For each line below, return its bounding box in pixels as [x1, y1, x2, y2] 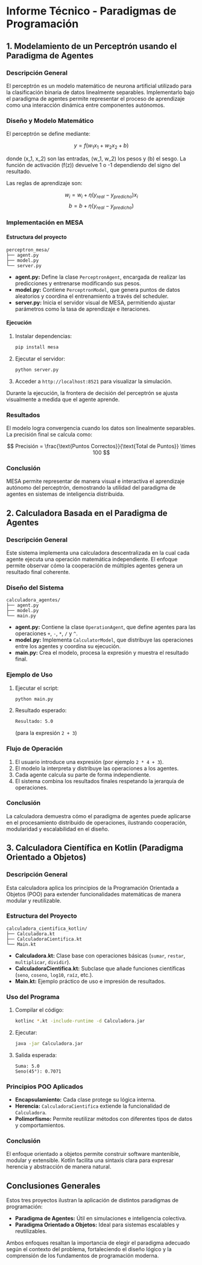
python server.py [14, 367, 59, 373]
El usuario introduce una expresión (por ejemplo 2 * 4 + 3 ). [14, 758, 164, 765]
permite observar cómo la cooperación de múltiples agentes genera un [6, 562, 183, 569]
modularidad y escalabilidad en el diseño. [6, 825, 110, 833]
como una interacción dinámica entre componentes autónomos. [6, 101, 165, 109]
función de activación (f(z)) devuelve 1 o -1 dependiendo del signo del [6, 161, 180, 168]
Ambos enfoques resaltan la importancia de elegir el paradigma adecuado [6, 1239, 191, 1246]
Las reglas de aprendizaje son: [6, 179, 83, 186]
